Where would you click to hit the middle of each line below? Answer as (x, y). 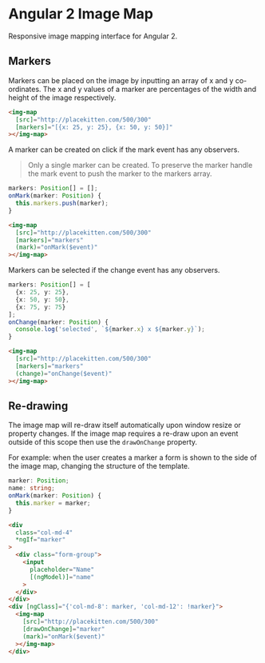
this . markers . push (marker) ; (62, 203)
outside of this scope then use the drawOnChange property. (103, 442)
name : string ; (32, 489)
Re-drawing (38, 406)
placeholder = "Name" (61, 569)
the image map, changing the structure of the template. (99, 466)
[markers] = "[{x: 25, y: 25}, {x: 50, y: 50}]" (94, 127)
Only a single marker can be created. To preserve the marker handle (140, 166)
